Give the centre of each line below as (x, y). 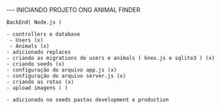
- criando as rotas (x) (40, 82)
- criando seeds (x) (36, 64)
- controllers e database (43, 34)
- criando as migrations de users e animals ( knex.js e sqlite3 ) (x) (110, 58)
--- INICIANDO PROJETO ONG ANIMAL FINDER (74, 10)
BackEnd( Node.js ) (34, 22)
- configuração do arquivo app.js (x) (62, 70)
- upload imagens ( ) (37, 88)
